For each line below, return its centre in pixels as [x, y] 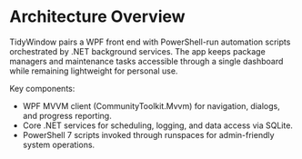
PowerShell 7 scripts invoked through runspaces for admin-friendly [148, 134]
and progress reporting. [67, 115]
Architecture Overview [97, 17]
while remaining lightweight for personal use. [94, 71]
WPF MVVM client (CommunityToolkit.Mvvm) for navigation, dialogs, [151, 105]
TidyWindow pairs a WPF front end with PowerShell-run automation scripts [150, 42]
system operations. [59, 144]
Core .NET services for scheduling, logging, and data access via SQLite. [158, 125]
